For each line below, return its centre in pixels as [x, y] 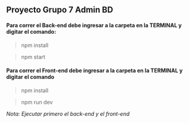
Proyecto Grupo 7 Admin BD [60, 10]
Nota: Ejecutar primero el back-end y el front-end [68, 113]
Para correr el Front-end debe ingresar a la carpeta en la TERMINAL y [94, 71]
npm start [33, 57]
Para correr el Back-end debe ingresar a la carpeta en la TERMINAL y [94, 25]
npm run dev [37, 102]
